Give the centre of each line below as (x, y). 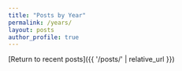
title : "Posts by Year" (47, 15)
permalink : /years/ (40, 23)
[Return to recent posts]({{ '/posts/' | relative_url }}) (91, 59)
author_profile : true (44, 37)
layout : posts (32, 30)
